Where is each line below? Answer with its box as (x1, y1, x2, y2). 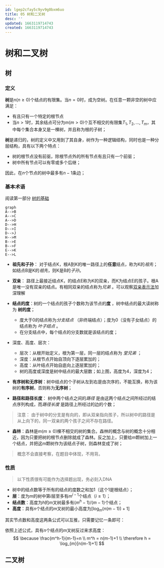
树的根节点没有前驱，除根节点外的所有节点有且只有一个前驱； (12, 153, 137, 159)
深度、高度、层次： (12, 340, 51, 345)
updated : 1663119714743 (5, 21, 54, 26)
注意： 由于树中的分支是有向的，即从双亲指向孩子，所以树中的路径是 (17, 412, 155, 418)
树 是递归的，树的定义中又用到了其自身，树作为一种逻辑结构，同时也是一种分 (5, 136, 159, 142)
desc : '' (5, 16, 23, 21)
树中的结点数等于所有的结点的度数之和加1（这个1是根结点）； (12, 487, 134, 493)
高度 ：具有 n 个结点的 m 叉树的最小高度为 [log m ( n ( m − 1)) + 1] (12, 505, 130, 513)
